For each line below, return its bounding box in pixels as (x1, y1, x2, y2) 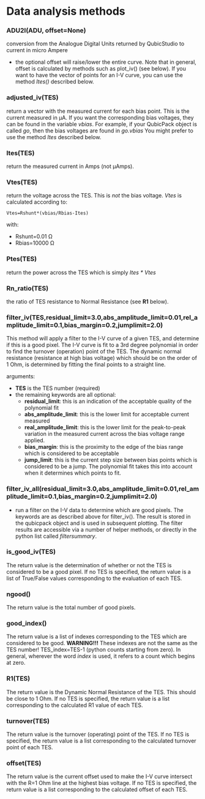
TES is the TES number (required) (15, 384, 100, 392)
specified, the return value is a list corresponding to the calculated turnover (6, 737, 197, 744)
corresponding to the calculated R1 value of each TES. (6, 701, 143, 709)
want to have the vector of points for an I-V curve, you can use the (15, 72, 184, 79)
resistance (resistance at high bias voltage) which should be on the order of (6, 354, 198, 362)
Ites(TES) (6, 148, 35, 157)
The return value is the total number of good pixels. (6, 604, 136, 611)
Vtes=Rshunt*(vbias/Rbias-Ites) (6, 210, 89, 216)
